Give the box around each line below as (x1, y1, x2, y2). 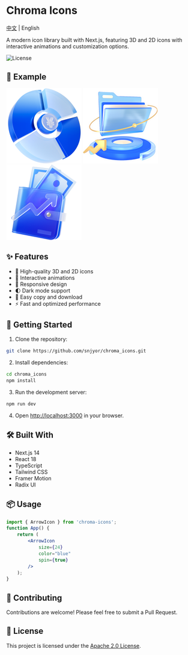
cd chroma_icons (6, 371, 47, 377)
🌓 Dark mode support (14, 287, 71, 294)
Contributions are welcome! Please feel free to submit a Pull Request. (6, 609, 178, 616)
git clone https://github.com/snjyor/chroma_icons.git (6, 348, 147, 354)
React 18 (14, 455, 37, 462)
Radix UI (14, 481, 36, 488)
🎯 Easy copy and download (14, 293, 83, 300)
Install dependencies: (14, 359, 68, 366)
